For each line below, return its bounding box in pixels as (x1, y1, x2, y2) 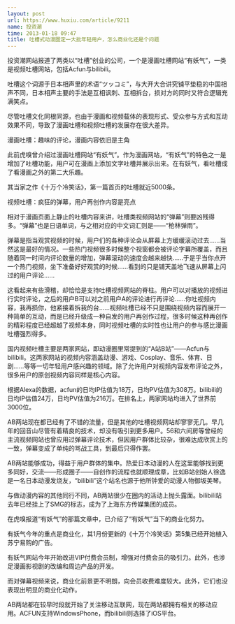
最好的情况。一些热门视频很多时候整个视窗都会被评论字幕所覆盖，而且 (25, 245, 228, 254)
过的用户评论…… (7, 271, 55, 280)
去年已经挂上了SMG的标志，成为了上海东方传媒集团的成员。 (7, 500, 181, 509)
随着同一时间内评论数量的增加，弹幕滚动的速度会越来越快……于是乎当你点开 (7, 254, 227, 262)
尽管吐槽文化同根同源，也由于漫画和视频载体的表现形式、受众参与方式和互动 (7, 113, 228, 121)
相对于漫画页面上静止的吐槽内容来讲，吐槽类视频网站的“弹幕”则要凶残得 (7, 212, 215, 221)
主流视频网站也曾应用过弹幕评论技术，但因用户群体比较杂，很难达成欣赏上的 (7, 435, 228, 444)
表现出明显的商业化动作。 (7, 586, 81, 594)
